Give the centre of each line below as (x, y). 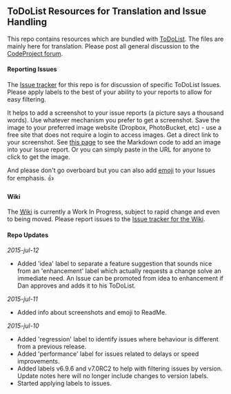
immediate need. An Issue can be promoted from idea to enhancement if (120, 279)
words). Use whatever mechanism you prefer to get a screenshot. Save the (114, 120)
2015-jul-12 (23, 250)
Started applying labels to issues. (64, 384)
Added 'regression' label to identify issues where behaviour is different (118, 339)
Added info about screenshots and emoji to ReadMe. (92, 312)
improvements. (38, 362)
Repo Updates (28, 235)
